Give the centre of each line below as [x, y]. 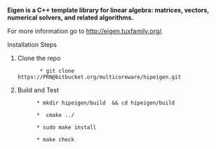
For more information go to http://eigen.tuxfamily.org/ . [85, 31]
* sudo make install [66, 127]
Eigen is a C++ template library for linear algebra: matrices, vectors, [108, 10]
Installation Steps [32, 44]
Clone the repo [39, 58]
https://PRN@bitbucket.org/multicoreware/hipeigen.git [99, 77]
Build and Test [38, 90]
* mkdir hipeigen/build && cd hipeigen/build [106, 103]
